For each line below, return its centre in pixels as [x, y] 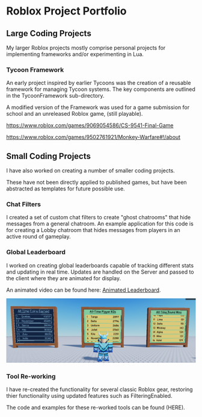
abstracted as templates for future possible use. [66, 189]
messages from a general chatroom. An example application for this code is [100, 224]
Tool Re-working [31, 376]
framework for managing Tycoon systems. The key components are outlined [101, 89]
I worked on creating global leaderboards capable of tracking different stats [100, 265]
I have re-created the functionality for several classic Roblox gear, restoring [100, 389]
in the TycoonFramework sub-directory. [55, 96]
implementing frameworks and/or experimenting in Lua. [75, 54]
